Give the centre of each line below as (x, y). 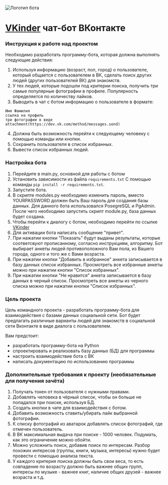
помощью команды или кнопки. (47, 139)
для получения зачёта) (35, 381)
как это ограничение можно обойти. (52, 440)
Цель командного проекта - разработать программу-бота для (72, 310)
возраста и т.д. (28, 477)
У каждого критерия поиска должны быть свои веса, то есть (78, 461)
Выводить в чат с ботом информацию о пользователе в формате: (83, 102)
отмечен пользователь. (38, 429)
